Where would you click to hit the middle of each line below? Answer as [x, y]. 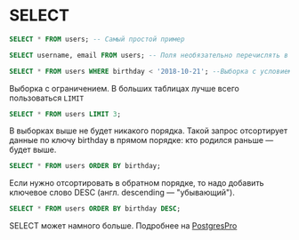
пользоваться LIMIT [47, 98]
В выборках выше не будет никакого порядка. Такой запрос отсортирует [149, 131]
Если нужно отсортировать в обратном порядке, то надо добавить [137, 183]
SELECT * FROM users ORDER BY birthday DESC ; [95, 209]
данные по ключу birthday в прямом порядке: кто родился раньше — [141, 140]
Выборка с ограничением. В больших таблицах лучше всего [125, 88]
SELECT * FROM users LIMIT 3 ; [65, 114]
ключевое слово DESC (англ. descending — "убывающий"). [122, 193]
